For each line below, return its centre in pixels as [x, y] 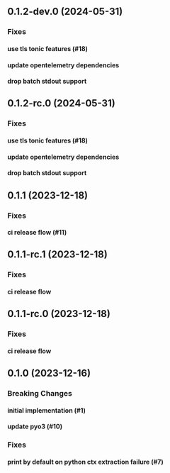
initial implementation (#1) [47, 410]
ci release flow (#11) [37, 233]
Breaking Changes [40, 394]
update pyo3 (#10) [35, 427]
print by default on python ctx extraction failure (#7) [86, 462]
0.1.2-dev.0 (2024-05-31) [65, 12]
